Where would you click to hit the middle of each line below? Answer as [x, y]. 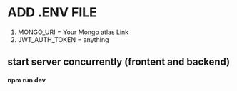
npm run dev [27, 80]
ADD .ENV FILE [52, 12]
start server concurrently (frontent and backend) [119, 62]
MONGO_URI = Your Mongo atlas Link [73, 32]
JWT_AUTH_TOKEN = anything [63, 39]
